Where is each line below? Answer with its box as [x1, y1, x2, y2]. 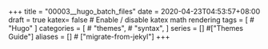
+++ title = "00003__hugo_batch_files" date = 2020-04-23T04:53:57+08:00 [8, 7, 261, 16]
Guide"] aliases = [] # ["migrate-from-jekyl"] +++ [8, 32, 170, 41]
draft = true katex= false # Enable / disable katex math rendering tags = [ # [8, 15, 254, 24]
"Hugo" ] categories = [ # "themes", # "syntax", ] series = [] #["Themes [8, 24, 244, 32]
